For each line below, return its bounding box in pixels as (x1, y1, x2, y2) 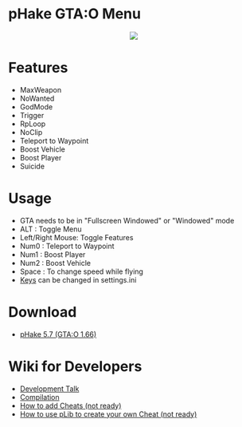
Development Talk (19, 384, 80, 393)
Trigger (19, 110, 45, 120)
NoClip (19, 127, 43, 136)
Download (8, 303, 77, 321)
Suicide (19, 161, 45, 171)
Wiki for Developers (8, 357, 142, 375)
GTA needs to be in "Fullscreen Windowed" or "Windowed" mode (19, 215, 235, 225)
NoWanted (19, 93, 55, 103)
